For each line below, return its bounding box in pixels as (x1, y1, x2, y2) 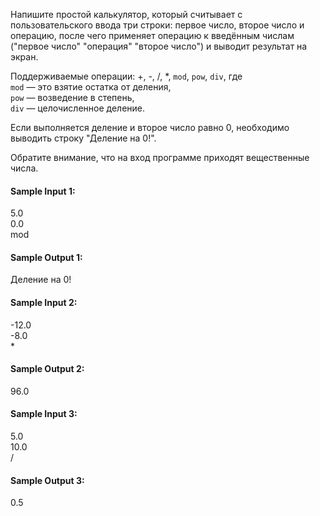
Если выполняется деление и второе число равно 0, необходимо (10, 122, 290, 133)
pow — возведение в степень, (10, 92, 135, 103)
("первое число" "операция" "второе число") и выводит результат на (10, 40, 308, 52)
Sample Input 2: (10, 297, 78, 308)
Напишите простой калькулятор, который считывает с (10, 9, 243, 20)
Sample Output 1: (10, 251, 83, 263)
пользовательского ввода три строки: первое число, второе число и (10, 19, 305, 31)
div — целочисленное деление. (10, 102, 146, 114)
